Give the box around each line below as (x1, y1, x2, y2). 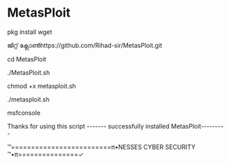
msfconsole (7, 109, 41, 117)
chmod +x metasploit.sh (7, 82, 76, 90)
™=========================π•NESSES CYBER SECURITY (7, 143, 196, 151)
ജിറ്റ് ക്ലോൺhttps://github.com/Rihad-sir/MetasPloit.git (7, 41, 163, 49)
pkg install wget (7, 28, 53, 36)
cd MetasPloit (7, 55, 46, 63)
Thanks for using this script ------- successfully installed (7, 122, 170, 130)
